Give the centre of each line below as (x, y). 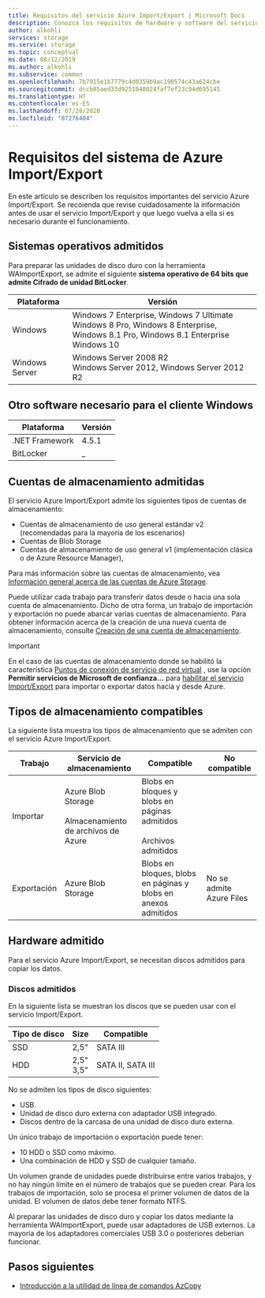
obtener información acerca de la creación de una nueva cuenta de (118, 622)
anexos (155, 904)
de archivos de (92, 831)
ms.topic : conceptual (44, 52)
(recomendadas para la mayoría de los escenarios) (102, 533)
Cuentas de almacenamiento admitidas (106, 482)
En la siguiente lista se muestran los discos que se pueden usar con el (122, 1006)
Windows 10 (96, 345)
